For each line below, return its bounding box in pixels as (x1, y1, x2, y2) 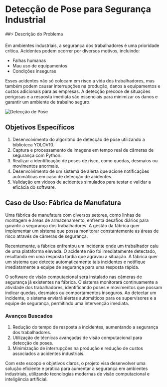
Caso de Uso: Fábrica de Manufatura (5, 199, 121, 207)
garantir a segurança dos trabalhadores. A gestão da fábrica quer (5, 222, 140, 228)
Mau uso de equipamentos (12, 62, 68, 68)
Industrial (5, 14, 46, 25)
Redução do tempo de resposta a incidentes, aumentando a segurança (12, 324, 159, 330)
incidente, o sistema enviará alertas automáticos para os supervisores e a (5, 295, 157, 301)
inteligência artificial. (5, 376, 48, 382)
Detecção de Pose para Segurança (5, 3, 151, 15)
